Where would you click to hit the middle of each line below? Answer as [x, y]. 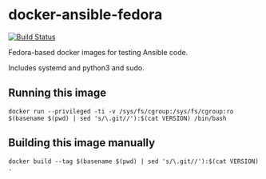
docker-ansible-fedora [85, 15]
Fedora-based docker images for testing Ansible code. [98, 52]
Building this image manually [82, 143]
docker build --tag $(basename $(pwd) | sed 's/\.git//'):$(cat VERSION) [134, 161]
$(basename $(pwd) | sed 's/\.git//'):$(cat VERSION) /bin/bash [117, 118]
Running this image [58, 93]
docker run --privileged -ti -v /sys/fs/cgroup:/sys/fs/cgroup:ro [121, 111]
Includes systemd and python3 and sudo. [77, 68]
